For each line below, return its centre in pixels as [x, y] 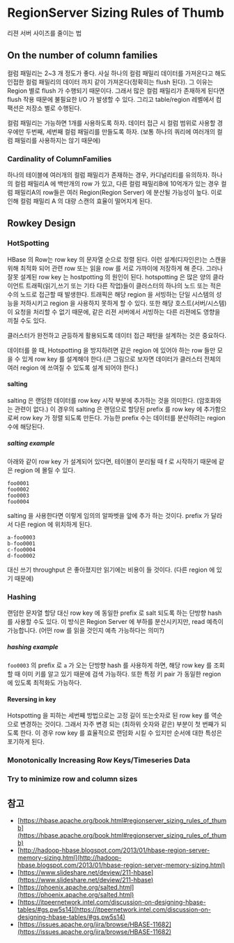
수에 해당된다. [26, 426]
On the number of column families [83, 55]
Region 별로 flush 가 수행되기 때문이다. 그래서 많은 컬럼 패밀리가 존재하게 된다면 [116, 90]
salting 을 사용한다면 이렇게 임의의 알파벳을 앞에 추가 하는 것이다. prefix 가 [108, 515]
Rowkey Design [41, 224]
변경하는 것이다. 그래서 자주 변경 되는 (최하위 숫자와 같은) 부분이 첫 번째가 [119, 725]
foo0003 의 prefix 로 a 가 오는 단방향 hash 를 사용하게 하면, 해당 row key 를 [110, 665]
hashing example [33, 646]
